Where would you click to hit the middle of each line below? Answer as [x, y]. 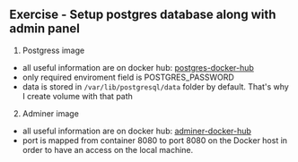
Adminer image [50, 113]
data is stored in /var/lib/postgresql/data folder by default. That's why [155, 86]
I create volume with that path [77, 96]
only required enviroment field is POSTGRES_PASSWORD [128, 77]
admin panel [45, 29]
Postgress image [53, 50]
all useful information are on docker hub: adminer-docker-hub [136, 131]
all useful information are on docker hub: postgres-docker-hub [138, 67]
